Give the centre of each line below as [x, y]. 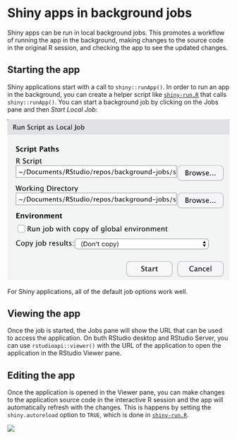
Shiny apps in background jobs [100, 13]
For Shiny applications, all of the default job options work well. [98, 291]
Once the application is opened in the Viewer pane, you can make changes [116, 392]
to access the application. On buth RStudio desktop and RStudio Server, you [118, 338]
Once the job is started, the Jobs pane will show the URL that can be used [115, 331]
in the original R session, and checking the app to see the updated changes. [117, 47]
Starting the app [44, 70]
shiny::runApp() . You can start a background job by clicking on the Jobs [113, 102]
